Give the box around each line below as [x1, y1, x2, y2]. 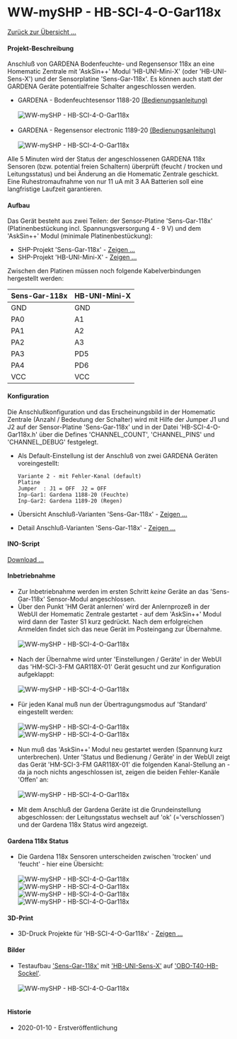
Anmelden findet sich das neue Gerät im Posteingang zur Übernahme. [17, 624, 222, 633]
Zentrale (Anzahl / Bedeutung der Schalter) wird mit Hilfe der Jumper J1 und [7, 415, 230, 423]
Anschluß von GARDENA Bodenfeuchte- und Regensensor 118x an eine [7, 59, 215, 68]
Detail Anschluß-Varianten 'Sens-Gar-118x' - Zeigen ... [17, 523, 175, 532]
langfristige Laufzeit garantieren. [7, 185, 103, 193]
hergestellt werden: [7, 274, 64, 283]
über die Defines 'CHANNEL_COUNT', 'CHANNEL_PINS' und [38, 430, 215, 439]
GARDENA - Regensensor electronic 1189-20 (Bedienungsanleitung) [17, 126, 216, 134]
